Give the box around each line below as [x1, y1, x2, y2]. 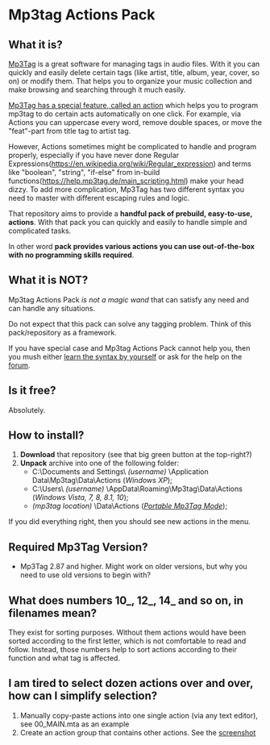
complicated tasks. [8, 226, 72, 235]
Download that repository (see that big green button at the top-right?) [19, 450, 252, 460]
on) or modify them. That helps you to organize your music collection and [8, 77, 252, 85]
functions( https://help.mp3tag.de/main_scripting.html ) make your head [8, 176, 244, 185]
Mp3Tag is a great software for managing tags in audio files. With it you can [8, 59, 260, 69]
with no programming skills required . [8, 250, 135, 260]
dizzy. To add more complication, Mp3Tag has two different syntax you [8, 185, 244, 194]
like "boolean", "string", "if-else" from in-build [8, 168, 160, 177]
